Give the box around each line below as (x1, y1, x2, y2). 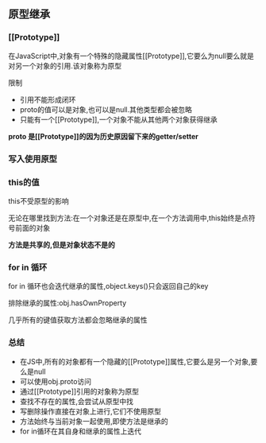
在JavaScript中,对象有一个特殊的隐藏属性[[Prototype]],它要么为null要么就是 (8, 51, 254, 60)
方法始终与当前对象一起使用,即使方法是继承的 (19, 416, 168, 426)
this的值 (8, 177, 40, 188)
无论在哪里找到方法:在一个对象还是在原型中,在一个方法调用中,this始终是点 (8, 213, 249, 223)
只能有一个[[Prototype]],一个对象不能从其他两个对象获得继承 (19, 115, 218, 124)
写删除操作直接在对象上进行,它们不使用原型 (19, 406, 161, 416)
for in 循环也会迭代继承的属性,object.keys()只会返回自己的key (8, 282, 209, 291)
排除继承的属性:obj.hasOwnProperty (8, 298, 127, 308)
